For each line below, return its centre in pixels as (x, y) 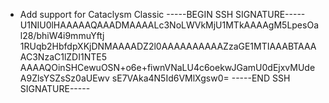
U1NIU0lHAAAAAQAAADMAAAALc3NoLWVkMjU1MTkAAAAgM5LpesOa (169, 25)
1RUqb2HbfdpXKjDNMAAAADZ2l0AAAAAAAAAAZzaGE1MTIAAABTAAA (168, 46)
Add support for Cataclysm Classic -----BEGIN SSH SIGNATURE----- (162, 14)
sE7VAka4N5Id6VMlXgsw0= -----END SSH (201, 78)
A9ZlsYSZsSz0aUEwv (64, 78)
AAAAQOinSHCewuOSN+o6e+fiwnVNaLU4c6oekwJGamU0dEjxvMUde (167, 67)
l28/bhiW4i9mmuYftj (62, 35)
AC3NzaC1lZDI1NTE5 (63, 57)
